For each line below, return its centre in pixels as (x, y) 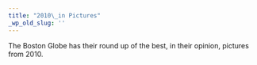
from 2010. (26, 54)
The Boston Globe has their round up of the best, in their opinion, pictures (129, 45)
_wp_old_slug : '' (37, 23)
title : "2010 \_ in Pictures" (55, 15)
